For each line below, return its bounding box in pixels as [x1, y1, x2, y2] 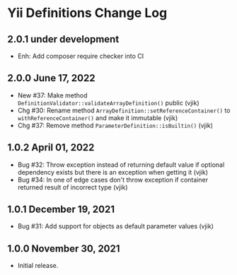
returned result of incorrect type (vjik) [17, 182, 128, 192]
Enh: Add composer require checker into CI [17, 52, 144, 60]
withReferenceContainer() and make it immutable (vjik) [17, 113, 178, 122]
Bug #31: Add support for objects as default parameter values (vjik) [17, 222, 214, 230]
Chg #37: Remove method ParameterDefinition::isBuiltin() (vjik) [17, 121, 214, 129]
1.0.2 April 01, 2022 [7, 141, 95, 153]
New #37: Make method [17, 90, 88, 100]
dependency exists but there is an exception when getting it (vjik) [17, 168, 209, 176]
